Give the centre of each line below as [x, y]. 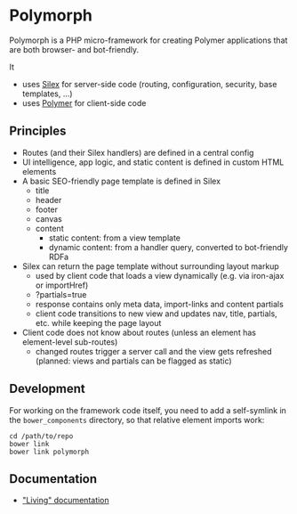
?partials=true [61, 294]
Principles [38, 131]
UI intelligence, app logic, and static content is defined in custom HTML [153, 162]
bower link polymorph [49, 452]
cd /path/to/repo [41, 436]
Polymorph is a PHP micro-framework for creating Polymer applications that [148, 40]
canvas [48, 218]
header [48, 200]
